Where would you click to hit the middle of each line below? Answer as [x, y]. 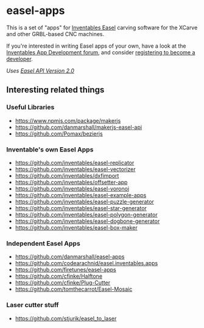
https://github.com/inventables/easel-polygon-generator [86, 214]
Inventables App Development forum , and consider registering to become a [101, 52]
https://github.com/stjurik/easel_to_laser [66, 318]
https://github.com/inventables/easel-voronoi [72, 188]
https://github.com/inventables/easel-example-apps [81, 195]
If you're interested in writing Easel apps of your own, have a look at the [97, 46]
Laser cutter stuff [33, 305]
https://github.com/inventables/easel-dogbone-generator [87, 221]
